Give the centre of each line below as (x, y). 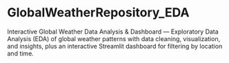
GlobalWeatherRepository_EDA (98, 13)
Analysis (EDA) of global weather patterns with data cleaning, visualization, (114, 38)
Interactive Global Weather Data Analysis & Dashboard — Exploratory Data (113, 32)
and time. (21, 53)
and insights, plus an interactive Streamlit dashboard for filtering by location (115, 46)
